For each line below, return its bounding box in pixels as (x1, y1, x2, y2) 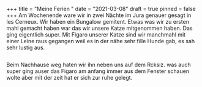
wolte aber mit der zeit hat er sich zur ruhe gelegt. (6, 74, 133, 81)
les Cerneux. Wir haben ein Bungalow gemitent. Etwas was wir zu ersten (6, 18, 190, 25)
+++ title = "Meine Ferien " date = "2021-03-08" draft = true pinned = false (6, 5, 196, 12)
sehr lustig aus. (6, 44, 45, 51)
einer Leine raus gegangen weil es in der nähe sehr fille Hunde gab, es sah (6, 38, 195, 44)
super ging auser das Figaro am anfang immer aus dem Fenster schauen (6, 68, 190, 75)
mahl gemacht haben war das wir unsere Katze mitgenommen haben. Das (6, 24, 193, 32)
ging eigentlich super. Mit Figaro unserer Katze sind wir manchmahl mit (6, 31, 185, 38)
